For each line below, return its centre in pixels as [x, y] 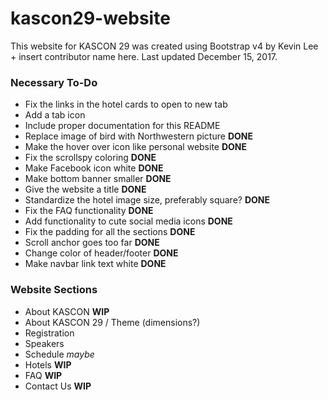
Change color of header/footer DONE [101, 253]
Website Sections [54, 290]
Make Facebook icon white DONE [94, 168]
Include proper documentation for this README [122, 126]
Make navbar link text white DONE [95, 264]
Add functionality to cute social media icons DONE [128, 221]
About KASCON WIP [67, 311]
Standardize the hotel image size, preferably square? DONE [147, 200]
